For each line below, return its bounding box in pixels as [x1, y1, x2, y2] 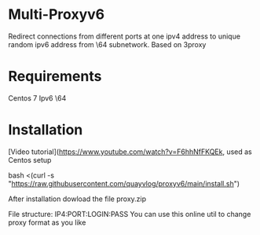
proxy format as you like [8, 218, 86, 227]
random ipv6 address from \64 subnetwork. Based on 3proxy [8, 39, 207, 49]
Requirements [8, 68, 102, 86]
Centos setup [8, 155, 52, 164]
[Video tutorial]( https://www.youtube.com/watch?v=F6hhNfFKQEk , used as [8, 147, 253, 156]
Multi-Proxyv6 [8, 6, 104, 24]
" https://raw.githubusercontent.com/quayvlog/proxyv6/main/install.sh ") [8, 178, 240, 188]
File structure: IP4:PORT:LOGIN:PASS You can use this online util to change [8, 209, 251, 218]
